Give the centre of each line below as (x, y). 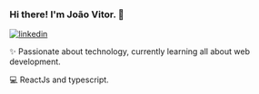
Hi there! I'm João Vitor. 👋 (67, 14)
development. (35, 61)
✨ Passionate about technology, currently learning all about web (129, 52)
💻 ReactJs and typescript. (59, 80)
